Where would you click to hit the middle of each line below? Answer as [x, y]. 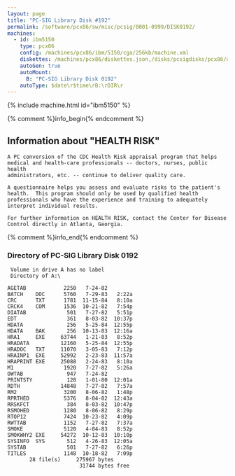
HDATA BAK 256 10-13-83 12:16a [70, 331]
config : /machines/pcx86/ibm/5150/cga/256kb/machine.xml [105, 53]
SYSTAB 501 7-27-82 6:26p [70, 448]
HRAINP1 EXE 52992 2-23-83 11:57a [70, 356]
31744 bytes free [105, 466]
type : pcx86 [37, 46]
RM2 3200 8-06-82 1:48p [70, 393]
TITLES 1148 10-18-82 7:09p [70, 454]
